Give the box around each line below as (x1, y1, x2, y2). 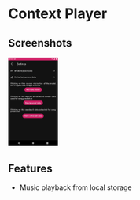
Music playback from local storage (19, 183, 132, 192)
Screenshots (8, 36, 72, 50)
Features (8, 161, 53, 175)
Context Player (8, 5, 108, 23)
